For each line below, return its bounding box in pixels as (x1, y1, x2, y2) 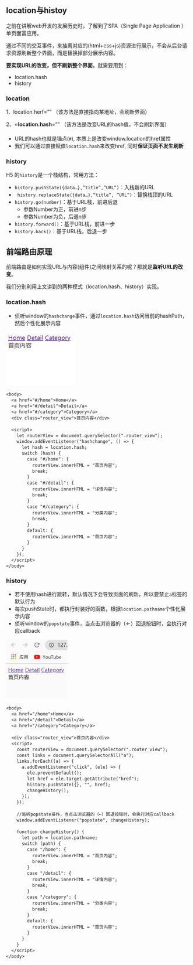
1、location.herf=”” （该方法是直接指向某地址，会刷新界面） (6, 108, 150, 115)
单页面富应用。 (6, 29, 42, 36)
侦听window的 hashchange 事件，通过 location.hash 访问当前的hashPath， (14, 312, 188, 319)
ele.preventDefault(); (27, 770, 82, 776)
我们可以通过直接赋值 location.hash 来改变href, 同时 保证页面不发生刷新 (14, 142, 184, 149)
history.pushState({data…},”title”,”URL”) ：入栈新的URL (14, 184, 155, 191)
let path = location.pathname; (21, 835, 98, 841)
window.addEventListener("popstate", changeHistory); (16, 817, 150, 823)
